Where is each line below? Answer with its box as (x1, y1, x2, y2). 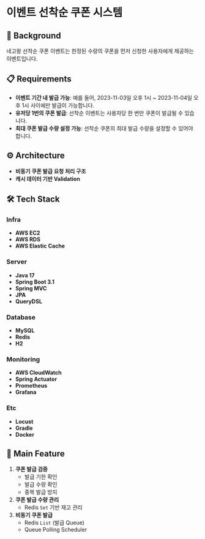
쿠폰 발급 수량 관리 (15, 496, 59, 503)
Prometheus (15, 382, 48, 390)
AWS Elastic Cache (15, 243, 65, 250)
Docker (15, 431, 35, 438)
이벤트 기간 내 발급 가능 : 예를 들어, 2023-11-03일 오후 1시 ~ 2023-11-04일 (15, 94, 193, 101)
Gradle (15, 424, 33, 432)
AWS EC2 (15, 229, 40, 236)
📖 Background (6, 30, 61, 40)
